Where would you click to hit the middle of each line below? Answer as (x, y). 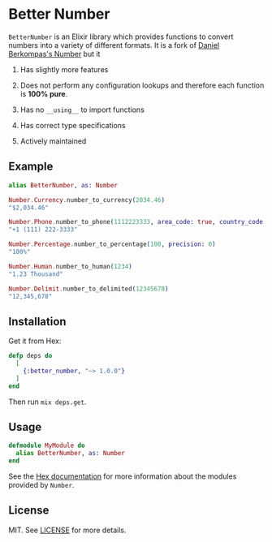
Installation (37, 321)
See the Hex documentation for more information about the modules (123, 476)
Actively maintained (53, 141)
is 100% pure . (44, 93)
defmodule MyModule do (47, 446)
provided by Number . (41, 485)
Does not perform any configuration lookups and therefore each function (142, 85)
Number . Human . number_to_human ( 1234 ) (70, 266)
